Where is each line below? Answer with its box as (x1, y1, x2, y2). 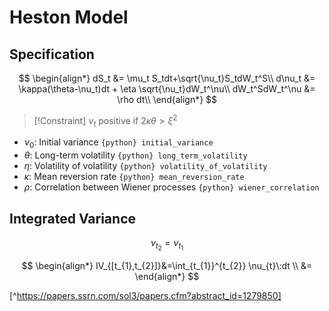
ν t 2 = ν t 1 (150, 237, 184, 253)
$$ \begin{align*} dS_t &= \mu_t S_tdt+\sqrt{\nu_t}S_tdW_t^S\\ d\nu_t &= (18, 72, 316, 84)
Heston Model (9, 6, 129, 29)
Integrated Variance (9, 210, 136, 227)
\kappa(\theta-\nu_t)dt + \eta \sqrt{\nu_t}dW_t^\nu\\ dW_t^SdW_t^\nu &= (18, 83, 316, 95)
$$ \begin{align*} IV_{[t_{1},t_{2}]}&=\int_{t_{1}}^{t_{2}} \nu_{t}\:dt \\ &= (21, 260, 313, 272)
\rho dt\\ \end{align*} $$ (116, 94, 218, 105)
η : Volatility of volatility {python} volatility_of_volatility (23, 160, 268, 172)
